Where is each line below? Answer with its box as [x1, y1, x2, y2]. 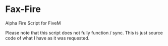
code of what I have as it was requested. [5, 35, 90, 41]
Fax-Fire [5, 3, 41, 15]
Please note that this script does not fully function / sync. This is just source [5, 29, 163, 35]
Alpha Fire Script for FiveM [5, 20, 61, 26]
